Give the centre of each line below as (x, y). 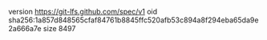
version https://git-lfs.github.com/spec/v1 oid (83, 12)
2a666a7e (25, 28)
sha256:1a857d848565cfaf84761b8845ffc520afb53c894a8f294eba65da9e (133, 20)
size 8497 (59, 28)
